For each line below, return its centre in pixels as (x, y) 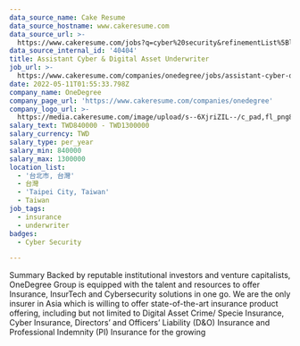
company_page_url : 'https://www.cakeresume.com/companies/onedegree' (142, 101)
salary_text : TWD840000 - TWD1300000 (79, 126)
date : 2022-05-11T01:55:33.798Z (69, 84)
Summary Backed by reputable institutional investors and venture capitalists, (150, 275)
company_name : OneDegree (55, 92)
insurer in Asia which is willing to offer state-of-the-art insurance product (144, 304)
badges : (24, 233)
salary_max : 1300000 (48, 159)
